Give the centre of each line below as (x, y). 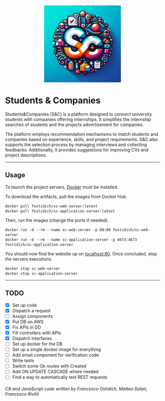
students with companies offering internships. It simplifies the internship (78, 119)
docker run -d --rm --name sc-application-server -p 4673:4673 (71, 240)
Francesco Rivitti (22, 394)
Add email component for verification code (55, 355)
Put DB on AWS (28, 322)
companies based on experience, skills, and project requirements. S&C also (82, 139)
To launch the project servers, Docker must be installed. (62, 187)
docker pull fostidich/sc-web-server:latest (51, 206)
